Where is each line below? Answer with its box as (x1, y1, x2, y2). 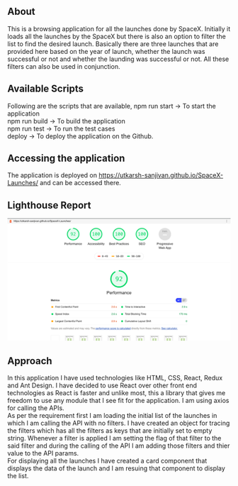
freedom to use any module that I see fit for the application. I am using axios (7, 397, 229, 405)
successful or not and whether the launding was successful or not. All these (7, 55, 229, 63)
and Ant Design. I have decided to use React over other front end (7, 381, 197, 390)
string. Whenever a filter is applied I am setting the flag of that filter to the (7, 434, 222, 443)
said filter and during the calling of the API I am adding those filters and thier (7, 441, 230, 450)
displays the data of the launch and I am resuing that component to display (7, 464, 225, 473)
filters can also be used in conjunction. (7, 62, 120, 70)
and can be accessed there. (40, 179, 122, 187)
